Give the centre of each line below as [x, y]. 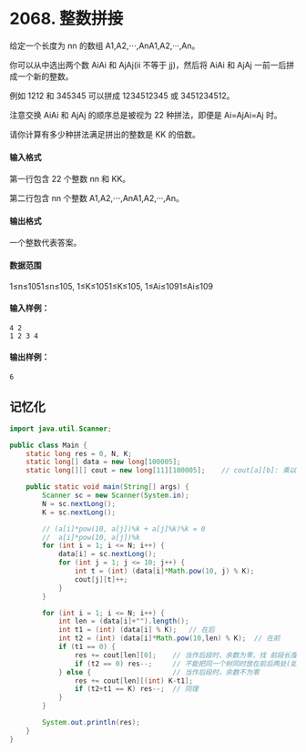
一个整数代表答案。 [46, 243]
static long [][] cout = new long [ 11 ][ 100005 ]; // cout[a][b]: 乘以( [163, 471]
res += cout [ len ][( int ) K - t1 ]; [134, 681]
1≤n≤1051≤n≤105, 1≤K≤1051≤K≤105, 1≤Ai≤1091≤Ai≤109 [112, 286]
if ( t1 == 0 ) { [87, 647]
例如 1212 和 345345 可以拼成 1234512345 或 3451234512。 [122, 96]
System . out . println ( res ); [92, 723]
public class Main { [49, 445]
